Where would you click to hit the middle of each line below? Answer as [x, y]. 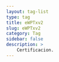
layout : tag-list [27, 12]
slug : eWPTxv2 [24, 28]
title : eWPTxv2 [25, 22]
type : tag [18, 17]
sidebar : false [25, 39]
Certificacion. [35, 50]
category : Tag [24, 34]
